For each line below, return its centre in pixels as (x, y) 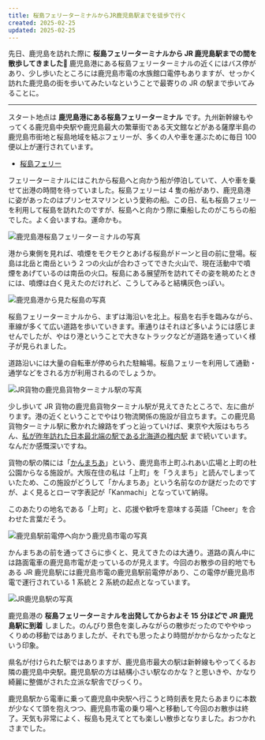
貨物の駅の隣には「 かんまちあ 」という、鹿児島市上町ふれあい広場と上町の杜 (132, 463)
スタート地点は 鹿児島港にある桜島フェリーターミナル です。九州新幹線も (127, 117)
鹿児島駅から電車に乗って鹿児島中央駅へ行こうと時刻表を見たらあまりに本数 (132, 699)
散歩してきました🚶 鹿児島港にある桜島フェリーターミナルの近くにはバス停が (132, 63)
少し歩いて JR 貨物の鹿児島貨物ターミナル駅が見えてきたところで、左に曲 (128, 407)
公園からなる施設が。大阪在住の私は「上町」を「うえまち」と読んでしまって (132, 473)
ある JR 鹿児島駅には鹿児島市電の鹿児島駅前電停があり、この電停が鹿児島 (128, 573)
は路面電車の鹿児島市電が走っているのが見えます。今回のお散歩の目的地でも (132, 562)
